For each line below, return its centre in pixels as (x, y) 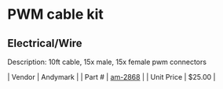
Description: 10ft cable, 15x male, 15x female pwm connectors (107, 62)
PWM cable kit (55, 14)
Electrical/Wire (45, 43)
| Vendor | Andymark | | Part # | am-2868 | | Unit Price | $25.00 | (111, 77)
